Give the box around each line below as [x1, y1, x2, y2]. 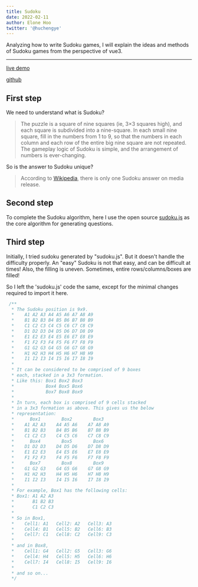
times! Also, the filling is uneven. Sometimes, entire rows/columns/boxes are [6, 265, 192, 273]
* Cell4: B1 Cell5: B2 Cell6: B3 [11, 526, 112, 532]
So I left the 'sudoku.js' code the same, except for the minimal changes [6, 283, 179, 290]
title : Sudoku [6, 8, 41, 15]
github [6, 76, 22, 83]
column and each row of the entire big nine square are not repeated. [20, 140, 187, 147]
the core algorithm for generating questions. [6, 220, 114, 227]
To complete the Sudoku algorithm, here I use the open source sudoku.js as [6, 213, 190, 220]
